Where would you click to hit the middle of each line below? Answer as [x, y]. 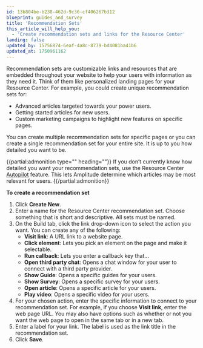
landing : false [25, 40]
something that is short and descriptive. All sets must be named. [95, 217]
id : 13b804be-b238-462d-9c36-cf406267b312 [61, 12]
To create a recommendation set [48, 192]
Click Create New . [38, 204]
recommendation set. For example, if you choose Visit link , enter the [101, 307]
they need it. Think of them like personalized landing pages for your [91, 81]
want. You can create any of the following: [68, 230]
